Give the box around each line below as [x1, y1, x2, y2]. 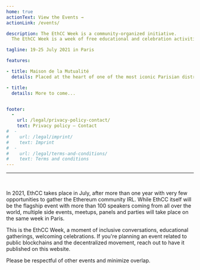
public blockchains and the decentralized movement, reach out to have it [6, 239, 185, 246]
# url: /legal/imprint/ [6, 134, 73, 140]
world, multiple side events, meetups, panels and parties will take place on [6, 209, 189, 216]
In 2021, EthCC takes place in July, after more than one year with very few [6, 190, 187, 197]
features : [6, 58, 31, 64]
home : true [6, 8, 33, 15]
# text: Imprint [6, 139, 55, 145]
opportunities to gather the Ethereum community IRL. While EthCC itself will [6, 196, 192, 203]
